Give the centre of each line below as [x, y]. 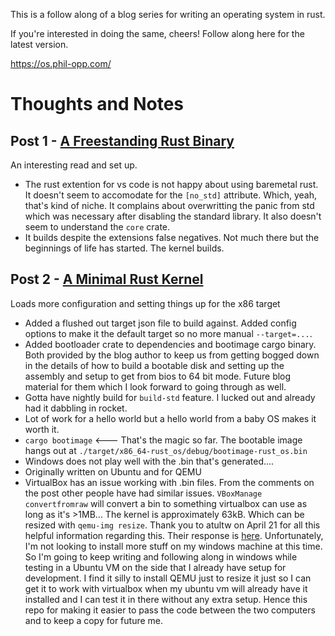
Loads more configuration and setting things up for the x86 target [145, 303]
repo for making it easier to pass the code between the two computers [170, 610]
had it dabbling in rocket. [76, 408]
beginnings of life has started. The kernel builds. [124, 248]
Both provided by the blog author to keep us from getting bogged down [172, 355]
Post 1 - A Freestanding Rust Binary [122, 140]
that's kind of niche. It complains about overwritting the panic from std [169, 205]
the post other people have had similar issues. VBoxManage [143, 493]
